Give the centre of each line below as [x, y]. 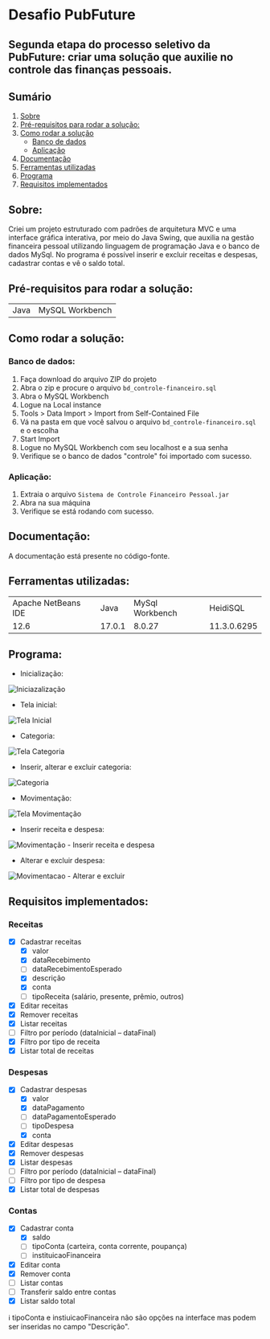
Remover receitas [49, 1014]
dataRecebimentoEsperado [77, 969]
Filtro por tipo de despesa [63, 1180]
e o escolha [39, 430]
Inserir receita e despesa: [62, 829]
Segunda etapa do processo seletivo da [110, 45]
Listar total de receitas [57, 1050]
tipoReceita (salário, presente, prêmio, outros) [108, 996]
